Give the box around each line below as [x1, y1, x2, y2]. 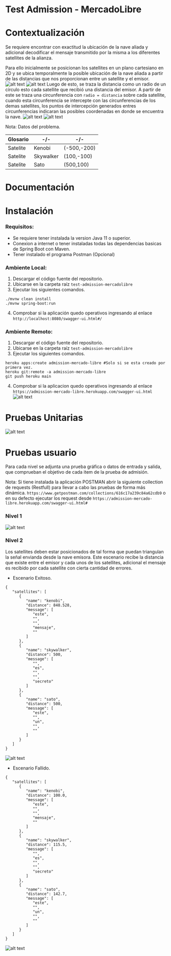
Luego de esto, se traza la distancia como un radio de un [46, 81, 166, 88]
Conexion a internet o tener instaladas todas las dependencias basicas [12, 240, 162, 246]
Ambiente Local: [5, 264, 47, 271]
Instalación [5, 205, 54, 217]
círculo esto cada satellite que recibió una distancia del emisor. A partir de [5, 87, 161, 93]
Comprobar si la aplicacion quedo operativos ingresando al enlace [12, 383, 152, 389]
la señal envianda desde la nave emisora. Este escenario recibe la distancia [5, 554, 164, 560]
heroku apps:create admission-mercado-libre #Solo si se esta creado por [5, 360, 166, 366]
